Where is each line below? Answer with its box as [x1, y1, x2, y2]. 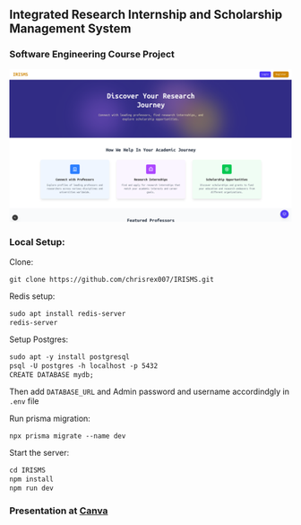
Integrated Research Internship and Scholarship [9, 7, 283, 22]
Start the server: [9, 447, 70, 458]
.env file [9, 395, 39, 407]
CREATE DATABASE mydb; [9, 370, 94, 380]
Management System [9, 22, 132, 37]
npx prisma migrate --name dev [9, 431, 126, 441]
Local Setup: [9, 236, 65, 249]
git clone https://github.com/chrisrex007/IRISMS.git [9, 275, 215, 284]
